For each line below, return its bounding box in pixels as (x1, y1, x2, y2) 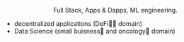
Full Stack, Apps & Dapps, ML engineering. (52, 6, 178, 14)
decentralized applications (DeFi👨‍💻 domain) (13, 20, 143, 27)
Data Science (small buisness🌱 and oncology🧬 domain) (13, 27, 176, 35)
